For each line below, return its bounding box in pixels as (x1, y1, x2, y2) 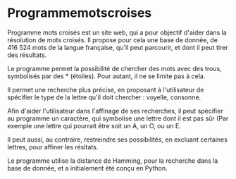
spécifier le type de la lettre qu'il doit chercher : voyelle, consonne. (7, 93, 201, 101)
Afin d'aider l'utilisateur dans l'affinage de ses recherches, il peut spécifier (7, 106, 223, 115)
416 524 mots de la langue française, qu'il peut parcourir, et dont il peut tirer (7, 43, 228, 51)
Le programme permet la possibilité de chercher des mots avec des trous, (7, 64, 222, 73)
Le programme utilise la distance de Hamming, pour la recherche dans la (7, 156, 218, 165)
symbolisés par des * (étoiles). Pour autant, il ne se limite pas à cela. (7, 72, 206, 80)
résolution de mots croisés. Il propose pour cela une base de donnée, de (7, 35, 218, 44)
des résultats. (7, 51, 47, 59)
